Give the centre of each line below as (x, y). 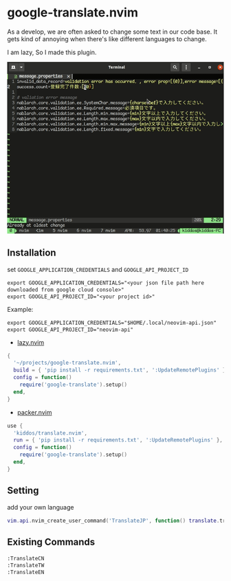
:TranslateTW (26, 566)
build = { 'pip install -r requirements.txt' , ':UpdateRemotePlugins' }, (121, 370)
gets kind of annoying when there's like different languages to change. (107, 38)
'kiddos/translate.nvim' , (51, 433)
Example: (20, 309)
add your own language (41, 507)
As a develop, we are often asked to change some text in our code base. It (112, 32)
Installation (32, 253)
